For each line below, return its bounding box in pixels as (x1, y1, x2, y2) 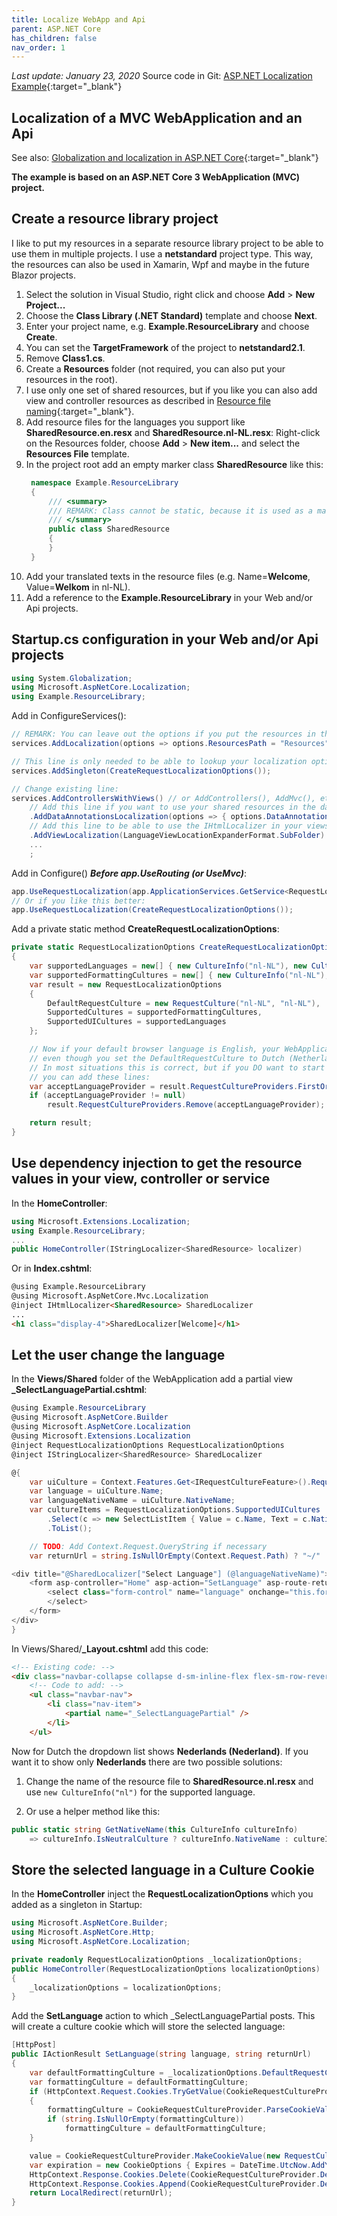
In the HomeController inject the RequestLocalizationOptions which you (11, 1888, 314, 1900)
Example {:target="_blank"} (11, 81, 123, 93)
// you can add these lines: (29, 1072, 151, 1082)
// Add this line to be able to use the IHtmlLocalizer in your (29, 821, 303, 831)
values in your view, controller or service (11, 1171, 271, 1188)
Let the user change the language (11, 1347, 226, 1364)
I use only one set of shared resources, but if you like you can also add (25, 384, 318, 396)
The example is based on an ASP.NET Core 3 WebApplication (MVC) (11, 171, 301, 183)
